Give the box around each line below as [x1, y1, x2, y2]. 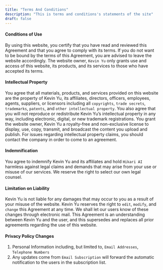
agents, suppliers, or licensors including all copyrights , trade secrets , [5, 100, 146, 106]
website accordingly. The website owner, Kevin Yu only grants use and [5, 58, 147, 63]
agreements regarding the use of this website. [5, 222, 97, 228]
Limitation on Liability [5, 185, 50, 191]
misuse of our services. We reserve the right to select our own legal [5, 169, 141, 174]
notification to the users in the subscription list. [12, 259, 107, 266]
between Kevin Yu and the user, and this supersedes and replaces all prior [5, 217, 154, 223]
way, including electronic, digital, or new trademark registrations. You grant [5, 116, 156, 122]
